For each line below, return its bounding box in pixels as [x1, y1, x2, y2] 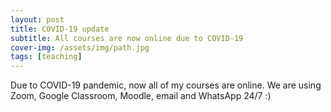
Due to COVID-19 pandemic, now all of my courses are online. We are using [10, 79, 322, 91]
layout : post [10, 14, 65, 25]
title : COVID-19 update [10, 24, 110, 34]
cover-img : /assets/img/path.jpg [10, 42, 150, 53]
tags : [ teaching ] [10, 52, 83, 62]
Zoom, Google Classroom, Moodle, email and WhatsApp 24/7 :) [10, 90, 272, 102]
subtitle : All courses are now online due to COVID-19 [10, 33, 244, 43]
